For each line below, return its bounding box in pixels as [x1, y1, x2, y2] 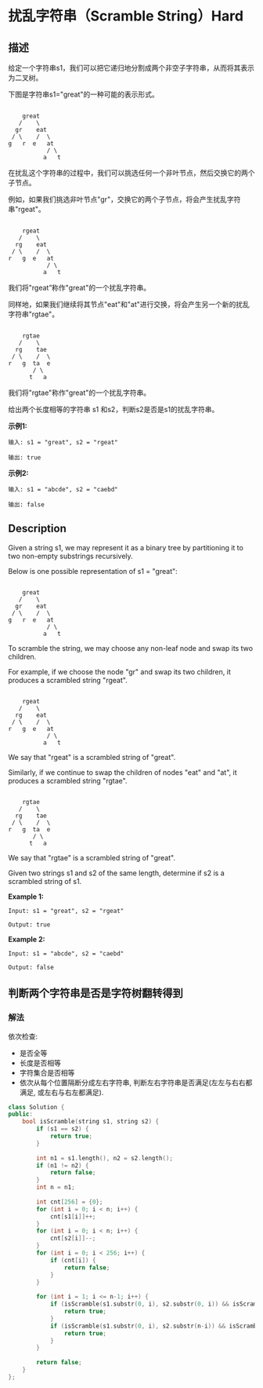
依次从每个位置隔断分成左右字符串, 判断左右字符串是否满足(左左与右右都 [19, 1077, 253, 1087]
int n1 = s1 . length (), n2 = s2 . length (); [36, 1154, 174, 1162]
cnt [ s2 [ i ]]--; [49, 1234, 96, 1243]
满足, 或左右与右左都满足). [19, 1087, 104, 1097]
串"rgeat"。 [8, 205, 45, 214]
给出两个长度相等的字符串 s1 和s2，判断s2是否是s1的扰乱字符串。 [8, 405, 219, 414]
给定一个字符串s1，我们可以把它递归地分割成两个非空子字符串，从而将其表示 [8, 64, 255, 72]
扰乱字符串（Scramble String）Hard [8, 7, 244, 25]
